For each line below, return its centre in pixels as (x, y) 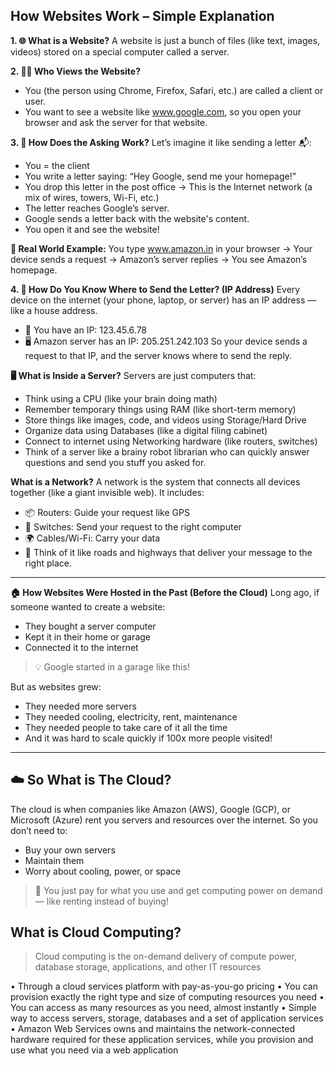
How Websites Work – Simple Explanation (142, 16)
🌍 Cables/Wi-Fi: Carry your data (92, 538)
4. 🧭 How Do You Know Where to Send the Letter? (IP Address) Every (155, 289)
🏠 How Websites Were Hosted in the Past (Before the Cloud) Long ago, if (165, 592)
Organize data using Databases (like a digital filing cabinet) (146, 430)
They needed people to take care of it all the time (126, 727)
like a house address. (54, 310)
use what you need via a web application (94, 1050)
